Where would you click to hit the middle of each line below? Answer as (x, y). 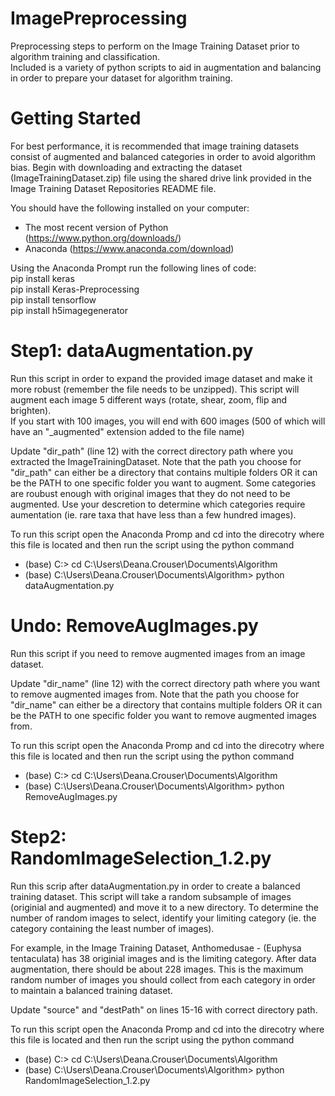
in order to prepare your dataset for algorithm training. (121, 78)
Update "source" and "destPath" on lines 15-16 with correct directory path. (164, 1009)
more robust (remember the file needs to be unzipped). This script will (155, 389)
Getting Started (76, 118)
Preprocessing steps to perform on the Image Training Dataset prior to (155, 46)
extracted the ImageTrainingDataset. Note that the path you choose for (156, 461)
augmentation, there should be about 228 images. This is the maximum (157, 969)
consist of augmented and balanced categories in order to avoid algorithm (163, 156)
